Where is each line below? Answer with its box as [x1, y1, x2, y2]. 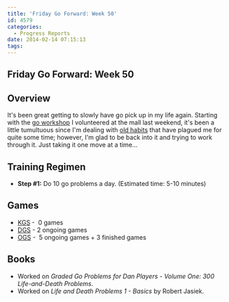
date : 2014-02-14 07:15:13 [7, 36, 86, 43]
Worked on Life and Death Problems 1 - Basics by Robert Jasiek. [17, 287, 204, 295]
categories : [7, 23, 42, 30]
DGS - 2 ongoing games [17, 225, 88, 234]
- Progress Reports [13, 29, 71, 37]
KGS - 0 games [17, 218, 64, 226]
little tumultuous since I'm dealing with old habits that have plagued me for [7, 126, 222, 134]
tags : [7, 43, 23, 50]
